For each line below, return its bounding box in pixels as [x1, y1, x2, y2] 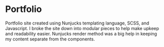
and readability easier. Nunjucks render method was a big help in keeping [5, 30, 157, 36]
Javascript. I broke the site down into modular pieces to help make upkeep [5, 25, 159, 31]
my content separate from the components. [5, 36, 95, 42]
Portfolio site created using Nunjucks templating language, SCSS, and [5, 20, 149, 26]
